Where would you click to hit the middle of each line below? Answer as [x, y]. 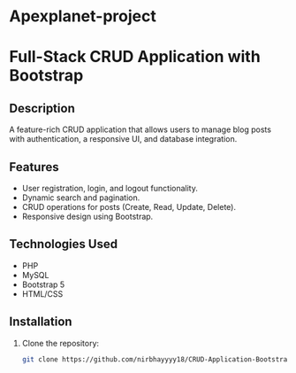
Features [34, 167]
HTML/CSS [42, 293]
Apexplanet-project [83, 16]
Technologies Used [63, 244]
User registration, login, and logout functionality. [110, 188]
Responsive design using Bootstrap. [87, 216]
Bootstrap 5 [43, 284]
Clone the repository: [61, 343]
